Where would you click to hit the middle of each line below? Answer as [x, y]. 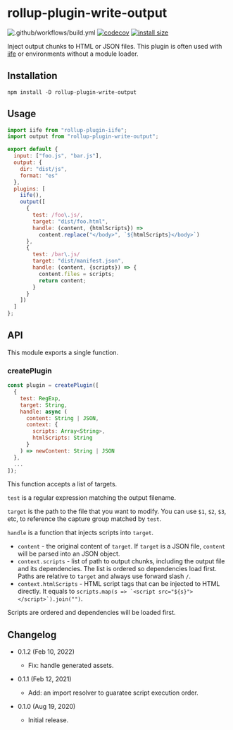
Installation [32, 76]
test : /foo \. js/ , [58, 215]
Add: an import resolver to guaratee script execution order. [113, 693]
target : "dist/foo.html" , [71, 221]
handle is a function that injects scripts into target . [80, 533]
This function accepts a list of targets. [62, 484]
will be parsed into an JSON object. [69, 554]
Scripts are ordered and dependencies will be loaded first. [92, 613]
